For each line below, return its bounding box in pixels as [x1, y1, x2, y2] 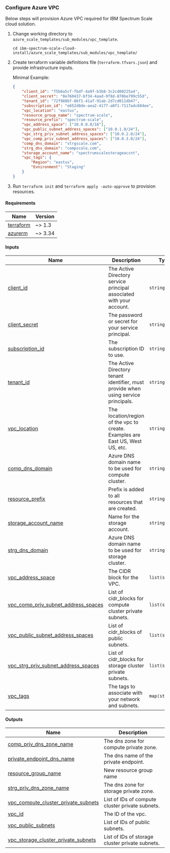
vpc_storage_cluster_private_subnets [8, 836, 96, 843]
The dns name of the [103, 752, 153, 759]
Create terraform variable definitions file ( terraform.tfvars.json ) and [12, 59, 158, 65]
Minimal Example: [12, 75, 50, 81]
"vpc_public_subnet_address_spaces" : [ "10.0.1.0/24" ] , [22, 127, 140, 132]
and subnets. [108, 702, 139, 709]
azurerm [8, 230, 28, 237]
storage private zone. [103, 788, 154, 795]
